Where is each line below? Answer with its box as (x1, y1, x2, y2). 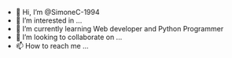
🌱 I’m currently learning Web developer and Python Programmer (15, 24, 224, 33)
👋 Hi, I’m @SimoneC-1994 (15, 8, 100, 16)
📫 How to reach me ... (15, 42, 89, 50)
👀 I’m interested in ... (15, 16, 83, 25)
